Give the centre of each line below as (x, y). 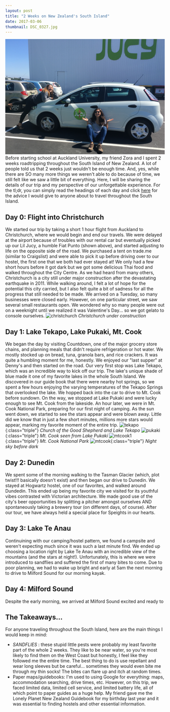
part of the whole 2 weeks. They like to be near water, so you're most (85, 650)
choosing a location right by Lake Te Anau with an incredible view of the (80, 552)
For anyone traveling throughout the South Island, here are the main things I (84, 629)
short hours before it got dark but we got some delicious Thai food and (79, 267)
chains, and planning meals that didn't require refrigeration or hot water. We (84, 349)
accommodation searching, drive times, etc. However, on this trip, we (85, 683)
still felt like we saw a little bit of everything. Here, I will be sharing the (78, 180)
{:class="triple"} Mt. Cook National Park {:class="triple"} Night (81, 441)
